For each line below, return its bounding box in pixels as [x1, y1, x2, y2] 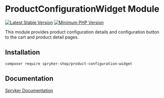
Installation [5, 48, 40, 57]
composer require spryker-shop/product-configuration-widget [5, 61, 133, 66]
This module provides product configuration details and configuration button [5, 29, 160, 35]
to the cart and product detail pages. [5, 34, 79, 40]
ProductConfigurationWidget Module [5, 3, 160, 15]
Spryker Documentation [5, 87, 53, 93]
